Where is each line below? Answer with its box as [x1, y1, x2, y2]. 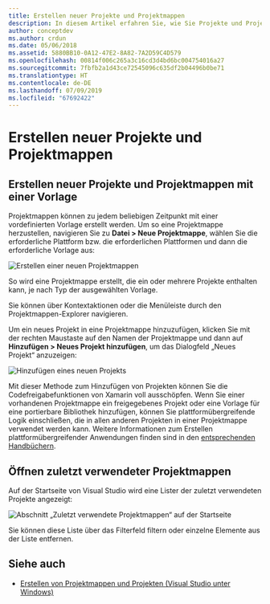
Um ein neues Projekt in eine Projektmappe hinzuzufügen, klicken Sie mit [8, 324, 251, 334]
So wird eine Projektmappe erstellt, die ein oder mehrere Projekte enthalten [8, 276, 258, 286]
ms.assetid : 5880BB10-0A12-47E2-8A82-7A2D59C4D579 [8, 49, 182, 57]
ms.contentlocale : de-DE [8, 79, 92, 87]
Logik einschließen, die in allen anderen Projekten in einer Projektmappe [8, 415, 247, 426]
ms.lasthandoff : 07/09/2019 [8, 86, 103, 95]
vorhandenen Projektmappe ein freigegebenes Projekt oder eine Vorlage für [8, 398, 260, 408]
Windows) [19, 587, 54, 597]
